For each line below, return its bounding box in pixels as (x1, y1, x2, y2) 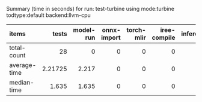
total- (9, 43, 26, 52)
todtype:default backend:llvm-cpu (6, 11, 91, 19)
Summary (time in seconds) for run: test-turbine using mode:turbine (6, 5, 174, 12)
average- (9, 61, 37, 69)
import (101, 33, 121, 42)
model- (73, 26, 96, 34)
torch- (126, 26, 146, 34)
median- (9, 78, 34, 86)
